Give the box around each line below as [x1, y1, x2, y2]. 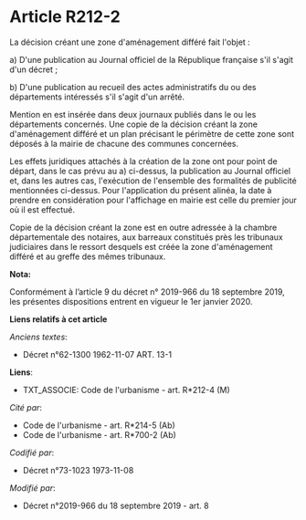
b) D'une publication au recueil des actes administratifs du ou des [9, 81, 258, 92]
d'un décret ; [9, 64, 58, 75]
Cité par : [9, 401, 43, 412]
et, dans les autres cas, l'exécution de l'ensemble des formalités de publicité [9, 175, 297, 186]
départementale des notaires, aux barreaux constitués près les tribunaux [9, 231, 283, 243]
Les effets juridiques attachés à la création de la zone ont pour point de [9, 155, 278, 166]
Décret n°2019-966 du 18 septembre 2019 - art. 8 [22, 500, 210, 511]
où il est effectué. [9, 203, 76, 215]
